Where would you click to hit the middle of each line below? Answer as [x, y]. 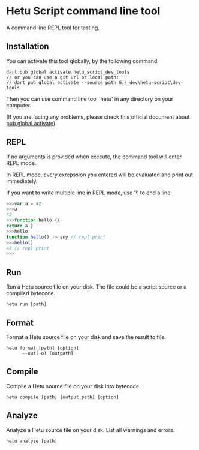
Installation [28, 46]
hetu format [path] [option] [43, 348]
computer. [19, 105]
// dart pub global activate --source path [61, 82]
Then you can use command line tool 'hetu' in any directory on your [90, 99]
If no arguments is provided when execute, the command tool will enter [94, 157]
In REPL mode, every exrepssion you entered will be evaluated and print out [99, 175]
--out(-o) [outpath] [48, 353]
